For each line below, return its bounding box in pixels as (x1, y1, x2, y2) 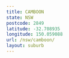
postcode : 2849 (6, 20, 44, 26)
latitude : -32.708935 (6, 25, 61, 32)
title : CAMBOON (6, 8, 44, 15)
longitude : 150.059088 (6, 31, 63, 37)
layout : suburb (6, 43, 44, 49)
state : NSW (6, 14, 34, 21)
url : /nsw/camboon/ (6, 37, 55, 43)
